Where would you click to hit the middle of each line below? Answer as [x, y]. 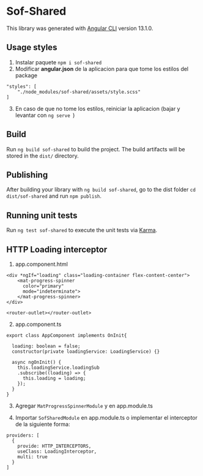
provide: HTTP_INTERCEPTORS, [54, 446]
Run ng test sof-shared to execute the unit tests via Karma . [82, 230]
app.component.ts [38, 324]
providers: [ [23, 436]
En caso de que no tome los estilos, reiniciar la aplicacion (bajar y [98, 108]
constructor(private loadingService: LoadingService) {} [86, 352]
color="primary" [43, 286]
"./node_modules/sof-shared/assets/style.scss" [79, 92]
